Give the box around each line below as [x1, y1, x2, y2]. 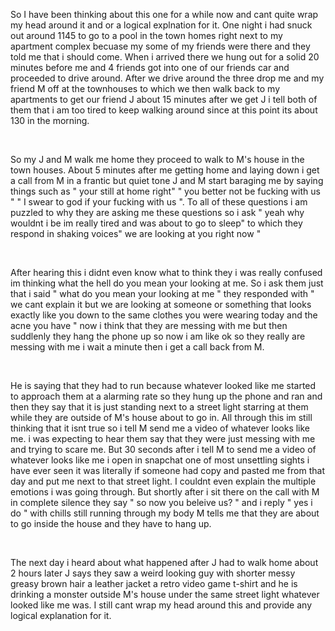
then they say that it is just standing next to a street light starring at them [10, 401, 309, 413]
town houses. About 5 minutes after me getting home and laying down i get [10, 164, 320, 176]
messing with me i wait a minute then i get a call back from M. [10, 341, 265, 353]
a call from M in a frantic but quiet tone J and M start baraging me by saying [10, 175, 324, 186]
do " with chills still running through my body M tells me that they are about [10, 507, 320, 519]
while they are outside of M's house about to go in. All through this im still [10, 412, 313, 423]
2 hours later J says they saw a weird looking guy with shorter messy [10, 567, 296, 579]
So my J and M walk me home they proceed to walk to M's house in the [10, 154, 305, 165]
